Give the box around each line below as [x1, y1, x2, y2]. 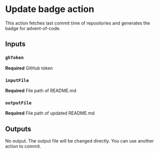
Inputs [5, 40, 26, 48]
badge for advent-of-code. [5, 25, 61, 31]
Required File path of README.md [5, 87, 77, 93]
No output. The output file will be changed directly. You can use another [5, 138, 154, 144]
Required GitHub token [5, 65, 53, 71]
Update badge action [5, 3, 94, 15]
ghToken [5, 55, 24, 60]
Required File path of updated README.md [5, 110, 95, 116]
